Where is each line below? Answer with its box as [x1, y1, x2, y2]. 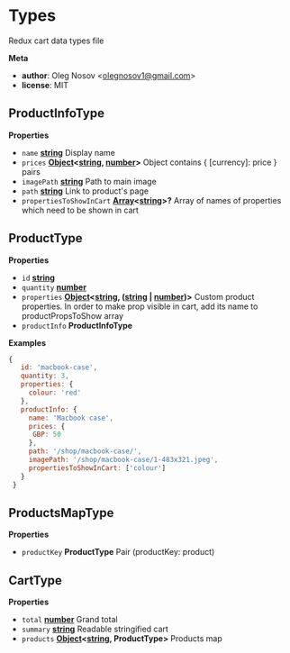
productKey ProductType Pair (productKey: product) [21, 547, 215, 558]
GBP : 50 [32, 430, 62, 440]
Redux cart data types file [8, 35, 104, 46]
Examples [8, 337, 47, 348]
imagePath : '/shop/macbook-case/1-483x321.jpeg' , [28, 456, 219, 465]
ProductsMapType [8, 505, 114, 521]
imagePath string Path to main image [21, 176, 157, 186]
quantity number [21, 281, 87, 293]
